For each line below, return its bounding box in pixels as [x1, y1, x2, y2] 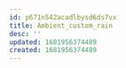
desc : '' [9, 29, 42, 38]
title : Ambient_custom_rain [9, 21, 114, 30]
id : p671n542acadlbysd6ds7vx [9, 12, 117, 22]
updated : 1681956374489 [9, 37, 98, 47]
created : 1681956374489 [9, 46, 98, 55]
